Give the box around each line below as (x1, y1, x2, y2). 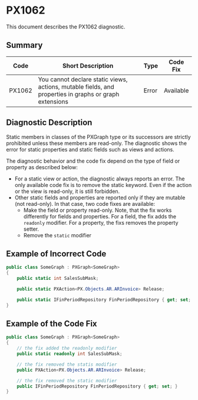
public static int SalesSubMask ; (16, 276, 99, 282)
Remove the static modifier (23, 231, 92, 238)
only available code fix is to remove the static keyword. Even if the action (14, 181, 192, 188)
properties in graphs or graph (38, 90, 120, 98)
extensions (38, 97, 69, 105)
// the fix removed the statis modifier (16, 362, 117, 367)
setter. (23, 225, 39, 233)
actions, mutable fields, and (38, 82, 115, 91)
